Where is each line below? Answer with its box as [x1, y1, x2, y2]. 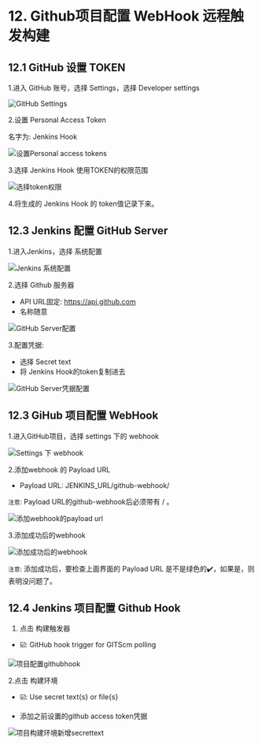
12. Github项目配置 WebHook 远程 [8, 7, 231, 25]
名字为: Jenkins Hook [8, 132, 77, 141]
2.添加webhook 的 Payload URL [8, 464, 111, 474]
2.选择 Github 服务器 [8, 280, 75, 289]
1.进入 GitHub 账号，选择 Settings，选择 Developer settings [8, 84, 200, 92]
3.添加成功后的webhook [8, 530, 87, 540]
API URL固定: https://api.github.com [19, 296, 136, 306]
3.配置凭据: [8, 340, 45, 349]
